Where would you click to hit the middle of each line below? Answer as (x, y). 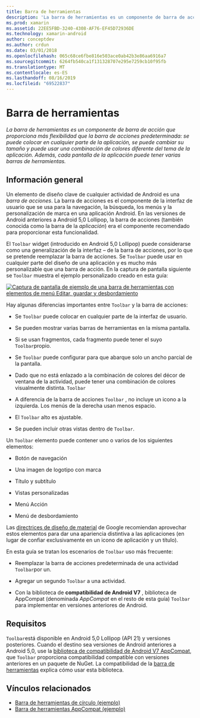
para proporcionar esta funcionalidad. (53, 232)
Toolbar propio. (33, 345)
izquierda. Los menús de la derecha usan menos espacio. (85, 405)
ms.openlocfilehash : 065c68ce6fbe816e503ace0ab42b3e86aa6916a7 (86, 56)
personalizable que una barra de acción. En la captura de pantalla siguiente (99, 269)
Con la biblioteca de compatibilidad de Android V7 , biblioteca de (96, 592)
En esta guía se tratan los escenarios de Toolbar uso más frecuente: (90, 551)
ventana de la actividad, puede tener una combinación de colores (95, 381)
